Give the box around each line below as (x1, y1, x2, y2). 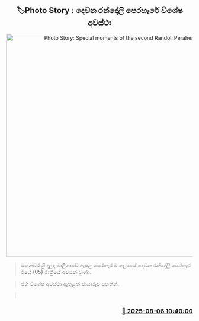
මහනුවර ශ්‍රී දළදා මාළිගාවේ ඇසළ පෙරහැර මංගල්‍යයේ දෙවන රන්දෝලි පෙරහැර (20, 262, 191, 269)
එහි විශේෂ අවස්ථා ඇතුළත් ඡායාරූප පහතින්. (20, 280, 120, 287)
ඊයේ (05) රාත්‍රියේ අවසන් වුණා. (20, 268, 92, 275)
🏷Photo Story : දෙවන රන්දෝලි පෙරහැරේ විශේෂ (15, 5, 184, 15)
